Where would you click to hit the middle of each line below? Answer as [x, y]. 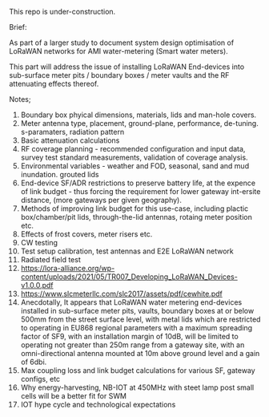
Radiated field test [50, 259]
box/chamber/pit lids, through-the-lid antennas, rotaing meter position [137, 217]
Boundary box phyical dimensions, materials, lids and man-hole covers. [139, 115]
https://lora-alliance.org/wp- [68, 268]
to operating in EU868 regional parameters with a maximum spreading [137, 328]
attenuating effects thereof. [54, 84]
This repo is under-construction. [62, 12]
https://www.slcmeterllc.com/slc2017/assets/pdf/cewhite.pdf [121, 294]
